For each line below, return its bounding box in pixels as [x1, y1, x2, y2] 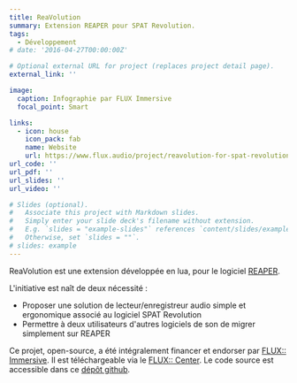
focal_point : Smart [17, 103, 89, 111]
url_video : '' [9, 184, 62, 193]
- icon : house [17, 126, 69, 135]
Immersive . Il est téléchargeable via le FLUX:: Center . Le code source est [9, 355, 274, 365]
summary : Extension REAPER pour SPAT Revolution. [9, 21, 196, 30]
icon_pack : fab [25, 134, 81, 144]
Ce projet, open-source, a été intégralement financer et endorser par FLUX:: [9, 345, 287, 356]
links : [9, 119, 34, 127]
